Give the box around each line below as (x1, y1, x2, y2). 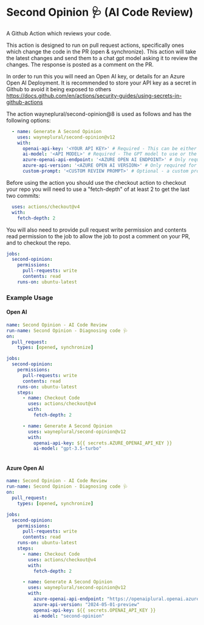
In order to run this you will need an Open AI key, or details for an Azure (6, 72, 185, 80)
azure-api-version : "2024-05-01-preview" (33, 601, 140, 607)
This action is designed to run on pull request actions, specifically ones (6, 41, 184, 49)
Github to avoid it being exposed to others (6, 85, 112, 92)
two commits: (6, 192, 41, 199)
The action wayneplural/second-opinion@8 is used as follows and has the (6, 110, 192, 117)
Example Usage (6, 293, 53, 302)
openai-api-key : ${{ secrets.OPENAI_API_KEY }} (33, 607, 156, 613)
